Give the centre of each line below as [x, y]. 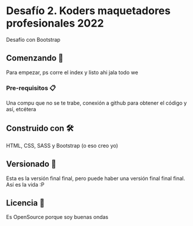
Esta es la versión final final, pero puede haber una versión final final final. [96, 178]
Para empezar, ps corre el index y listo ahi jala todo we [72, 72]
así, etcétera [21, 109]
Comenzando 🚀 [35, 58]
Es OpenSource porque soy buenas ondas [57, 217]
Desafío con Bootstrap [33, 39]
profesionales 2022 [55, 23]
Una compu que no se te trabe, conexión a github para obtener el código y [96, 103]
